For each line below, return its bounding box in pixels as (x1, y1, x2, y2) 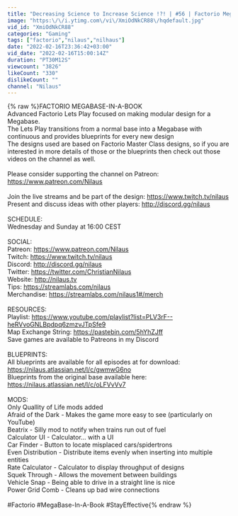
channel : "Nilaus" (7, 83, 62, 90)
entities (7, 456, 29, 464)
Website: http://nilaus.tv (7, 275, 77, 284)
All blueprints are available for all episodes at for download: (7, 358, 181, 367)
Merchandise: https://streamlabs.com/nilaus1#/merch (7, 290, 164, 299)
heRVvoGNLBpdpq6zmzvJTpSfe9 (7, 320, 106, 329)
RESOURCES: (7, 305, 47, 314)
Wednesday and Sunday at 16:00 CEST (7, 222, 122, 231)
